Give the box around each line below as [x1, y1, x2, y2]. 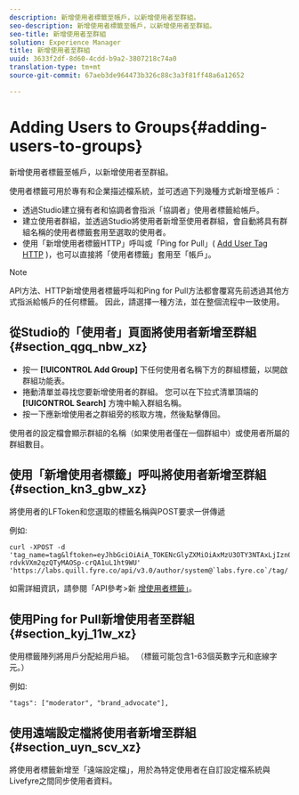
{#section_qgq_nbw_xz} [9, 339, 148, 354]
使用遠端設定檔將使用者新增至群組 [9, 725, 197, 740]
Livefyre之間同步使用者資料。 [9, 775, 117, 786]
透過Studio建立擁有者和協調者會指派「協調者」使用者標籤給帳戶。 [21, 204, 264, 215]
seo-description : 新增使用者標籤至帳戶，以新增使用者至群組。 [9, 21, 216, 30]
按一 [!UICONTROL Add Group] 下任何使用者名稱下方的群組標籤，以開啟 [21, 364, 288, 375]
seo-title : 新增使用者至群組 [9, 29, 107, 38]
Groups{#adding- [134, 117, 268, 137]
